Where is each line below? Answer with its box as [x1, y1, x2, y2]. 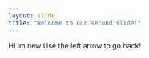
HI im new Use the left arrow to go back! [8, 41, 142, 50]
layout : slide [8, 11, 56, 20]
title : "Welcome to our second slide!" [8, 19, 142, 27]
